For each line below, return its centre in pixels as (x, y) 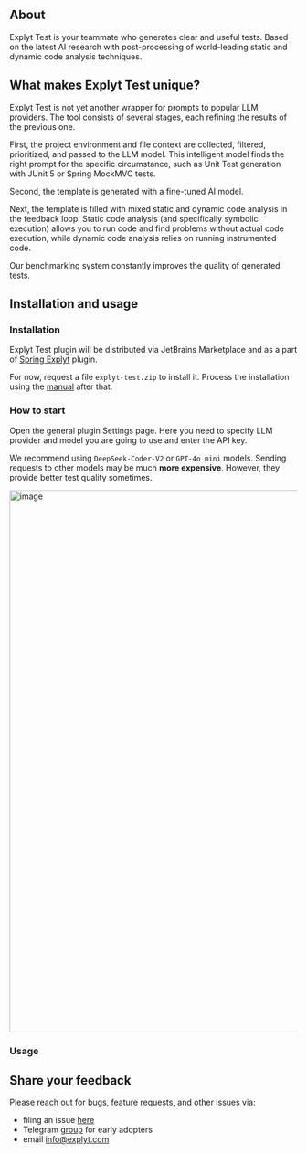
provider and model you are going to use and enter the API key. (128, 440)
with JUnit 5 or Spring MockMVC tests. (83, 174)
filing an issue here (58, 1120)
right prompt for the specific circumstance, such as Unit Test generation (145, 164)
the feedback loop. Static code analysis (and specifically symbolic (134, 218)
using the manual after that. (61, 386)
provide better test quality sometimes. (81, 477)
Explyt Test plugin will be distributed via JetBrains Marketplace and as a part (153, 350)
